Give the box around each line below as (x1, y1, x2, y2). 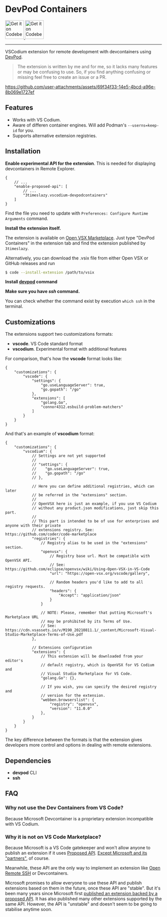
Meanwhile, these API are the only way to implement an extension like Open (5, 865, 161, 871)
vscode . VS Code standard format (12, 341, 83, 347)
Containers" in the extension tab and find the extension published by (5, 240, 146, 246)
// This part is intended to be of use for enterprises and (31, 519, 159, 524)
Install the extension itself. (5, 225, 61, 231)
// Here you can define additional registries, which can (31, 484, 155, 489)
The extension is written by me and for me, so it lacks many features (17, 63, 158, 69)
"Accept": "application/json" (58, 593, 121, 598)
